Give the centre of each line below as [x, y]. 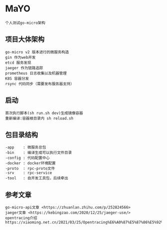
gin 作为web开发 [20, 57]
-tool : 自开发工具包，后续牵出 [37, 178]
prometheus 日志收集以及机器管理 [36, 73]
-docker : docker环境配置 [31, 163]
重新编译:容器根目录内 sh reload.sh [39, 118]
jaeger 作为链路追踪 [24, 68]
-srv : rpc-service [29, 173]
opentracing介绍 [21, 218]
